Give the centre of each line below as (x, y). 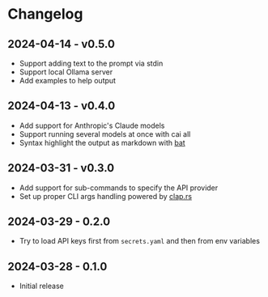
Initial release (41, 286)
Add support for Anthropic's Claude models (92, 125)
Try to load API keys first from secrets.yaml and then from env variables (140, 241)
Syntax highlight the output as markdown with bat (102, 142)
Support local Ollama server (66, 72)
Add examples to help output (68, 81)
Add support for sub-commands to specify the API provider (119, 188)
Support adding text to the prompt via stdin (91, 63)
